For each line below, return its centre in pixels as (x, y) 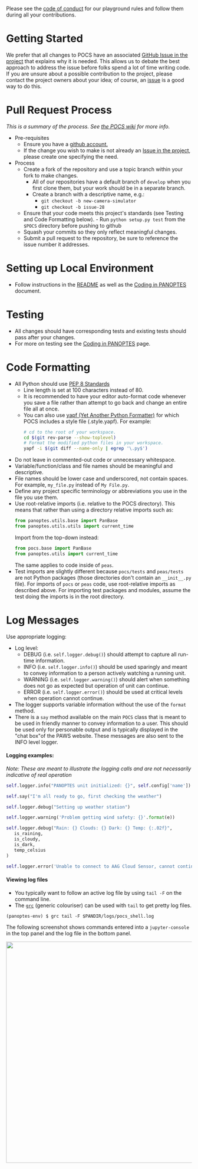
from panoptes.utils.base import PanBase (66, 521)
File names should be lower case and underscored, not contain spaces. (101, 479)
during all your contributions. (41, 15)
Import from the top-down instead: (57, 537)
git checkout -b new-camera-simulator (89, 201)
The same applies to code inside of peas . (64, 565)
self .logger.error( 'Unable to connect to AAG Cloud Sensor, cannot (91, 866)
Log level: (27, 648)
